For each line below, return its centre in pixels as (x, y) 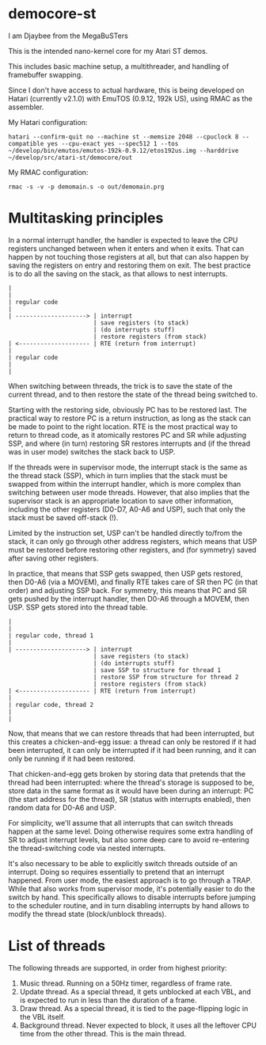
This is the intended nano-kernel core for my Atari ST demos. (108, 51)
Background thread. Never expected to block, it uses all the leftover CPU (138, 1025)
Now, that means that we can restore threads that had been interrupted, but (131, 733)
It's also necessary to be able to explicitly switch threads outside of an (123, 863)
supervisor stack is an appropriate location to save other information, (121, 500)
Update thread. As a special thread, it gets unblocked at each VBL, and (135, 991)
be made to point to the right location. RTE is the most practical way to (123, 426)
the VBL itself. (42, 1016)
